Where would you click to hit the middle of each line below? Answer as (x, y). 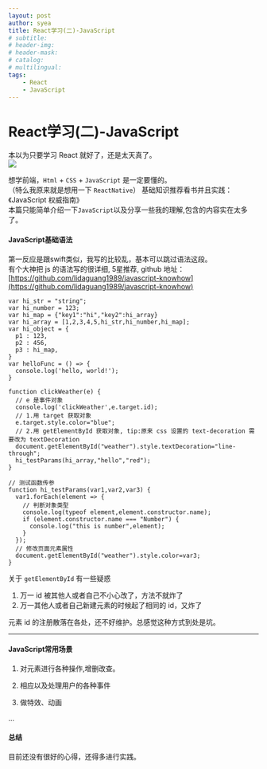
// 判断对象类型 (46, 505)
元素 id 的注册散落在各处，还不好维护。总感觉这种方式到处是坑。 (114, 622)
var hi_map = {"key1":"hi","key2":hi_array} (83, 315)
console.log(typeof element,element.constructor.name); (117, 512)
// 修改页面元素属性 (44, 548)
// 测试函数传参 (31, 483)
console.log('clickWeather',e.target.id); (87, 407)
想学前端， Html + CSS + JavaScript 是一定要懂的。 (90, 180)
